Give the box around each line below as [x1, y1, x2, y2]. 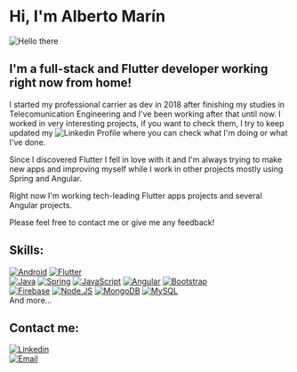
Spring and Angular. [9, 173, 83, 183]
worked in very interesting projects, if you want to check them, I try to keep [9, 117, 285, 128]
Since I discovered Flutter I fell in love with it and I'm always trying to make [9, 154, 283, 165]
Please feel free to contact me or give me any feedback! [9, 216, 215, 228]
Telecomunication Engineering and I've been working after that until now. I [9, 109, 282, 119]
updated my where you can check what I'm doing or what [9, 127, 288, 138]
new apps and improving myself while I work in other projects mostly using [9, 163, 284, 174]
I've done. [9, 136, 46, 148]
